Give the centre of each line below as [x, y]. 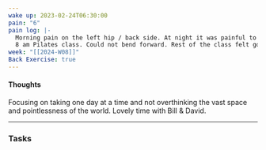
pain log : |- [30, 30]
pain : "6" [25, 23]
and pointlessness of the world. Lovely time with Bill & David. [107, 111]
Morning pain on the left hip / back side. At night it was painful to [136, 37]
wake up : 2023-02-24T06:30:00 [58, 15]
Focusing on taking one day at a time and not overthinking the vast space [128, 103]
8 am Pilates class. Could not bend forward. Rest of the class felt [132, 45]
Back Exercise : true [42, 60]
